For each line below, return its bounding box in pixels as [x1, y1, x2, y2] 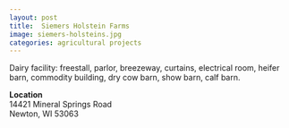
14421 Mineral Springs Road [9, 99, 113, 110]
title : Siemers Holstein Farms [9, 21, 130, 30]
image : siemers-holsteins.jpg [9, 30, 123, 38]
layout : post [9, 13, 58, 22]
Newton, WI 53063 [9, 108, 79, 119]
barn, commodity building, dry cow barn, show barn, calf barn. [9, 73, 241, 83]
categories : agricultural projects [9, 38, 142, 47]
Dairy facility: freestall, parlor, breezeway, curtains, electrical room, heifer [9, 63, 280, 73]
